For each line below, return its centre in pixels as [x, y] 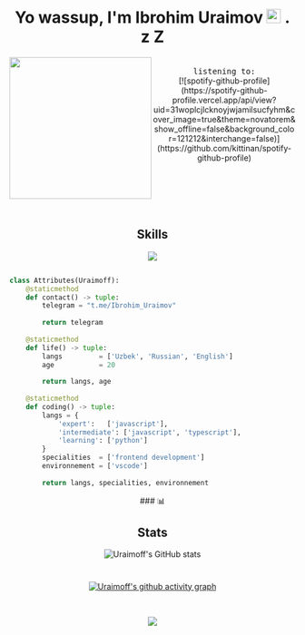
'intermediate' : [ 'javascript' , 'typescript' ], [150, 432]
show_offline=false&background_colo [224, 129]
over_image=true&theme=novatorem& [224, 119]
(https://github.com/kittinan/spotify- [225, 148]
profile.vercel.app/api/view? [224, 100]
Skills [152, 234]
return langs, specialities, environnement [125, 483]
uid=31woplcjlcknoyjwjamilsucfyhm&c [224, 109]
